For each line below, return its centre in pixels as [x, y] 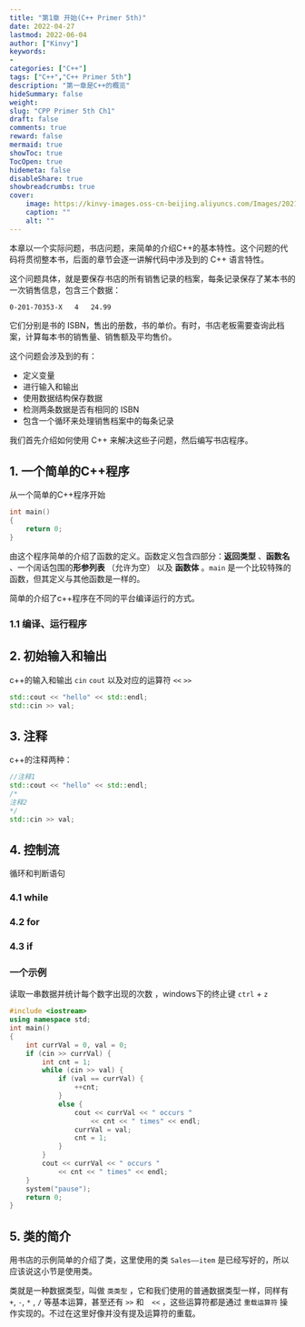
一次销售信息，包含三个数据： [65, 290]
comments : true [38, 128]
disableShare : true [46, 178]
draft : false [34, 119]
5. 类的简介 [40, 1237]
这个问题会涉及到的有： [53, 356]
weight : [24, 102]
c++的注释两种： [41, 759]
